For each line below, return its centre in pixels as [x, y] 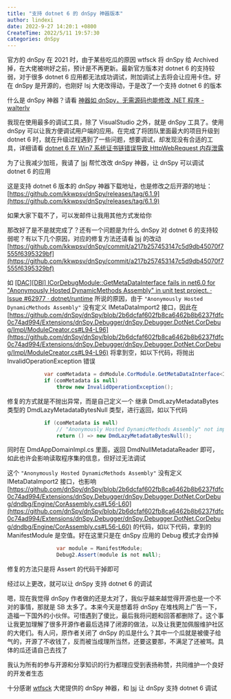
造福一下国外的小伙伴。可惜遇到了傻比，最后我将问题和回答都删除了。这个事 [115, 616]
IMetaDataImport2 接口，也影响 [52, 482]
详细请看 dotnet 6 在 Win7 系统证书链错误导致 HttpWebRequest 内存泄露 [121, 148]
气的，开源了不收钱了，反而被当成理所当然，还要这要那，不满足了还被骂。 [112, 642]
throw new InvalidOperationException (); [115, 387]
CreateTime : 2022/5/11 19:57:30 [53, 33]
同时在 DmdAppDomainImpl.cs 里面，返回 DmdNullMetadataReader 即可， [113, 450]
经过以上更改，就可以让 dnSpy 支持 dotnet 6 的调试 [80, 584]
